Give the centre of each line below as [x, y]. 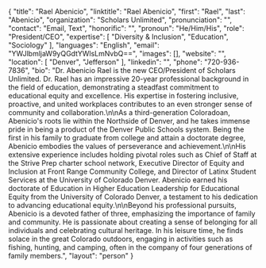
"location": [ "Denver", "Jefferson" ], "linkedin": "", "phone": [105, 62]
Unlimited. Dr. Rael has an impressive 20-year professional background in [129, 79]
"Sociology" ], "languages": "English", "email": [84, 45]
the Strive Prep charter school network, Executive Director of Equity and [126, 163]
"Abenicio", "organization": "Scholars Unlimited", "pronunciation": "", [120, 20]
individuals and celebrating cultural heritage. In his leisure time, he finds [126, 230]
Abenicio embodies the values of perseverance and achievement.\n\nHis [127, 146]
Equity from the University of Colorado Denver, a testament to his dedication [133, 197]
